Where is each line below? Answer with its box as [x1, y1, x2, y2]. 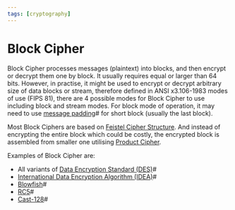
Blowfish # [17, 180, 47, 188]
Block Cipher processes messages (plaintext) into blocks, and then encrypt [7, 64, 227, 73]
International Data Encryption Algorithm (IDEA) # [17, 172, 157, 180]
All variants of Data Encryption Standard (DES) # [17, 165, 157, 173]
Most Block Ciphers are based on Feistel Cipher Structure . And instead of [7, 123, 221, 131]
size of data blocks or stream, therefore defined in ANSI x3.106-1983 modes [7, 86, 228, 95]
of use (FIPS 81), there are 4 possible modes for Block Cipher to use [7, 94, 205, 102]
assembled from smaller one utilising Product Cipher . [7, 137, 162, 146]
